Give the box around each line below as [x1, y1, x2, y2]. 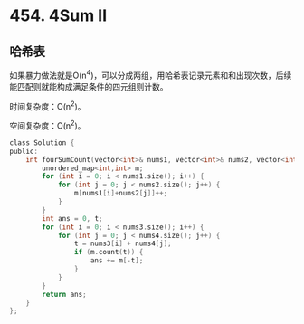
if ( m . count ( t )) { [73, 248, 144, 257]
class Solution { [9, 138, 75, 148]
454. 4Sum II [9, 5, 108, 26]
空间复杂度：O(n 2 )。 [9, 119, 86, 131]
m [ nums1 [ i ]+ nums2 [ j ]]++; [73, 189, 168, 198]
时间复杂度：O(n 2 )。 [9, 99, 86, 111]
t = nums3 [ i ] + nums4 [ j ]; [73, 239, 172, 249]
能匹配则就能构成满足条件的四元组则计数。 [9, 81, 168, 91]
